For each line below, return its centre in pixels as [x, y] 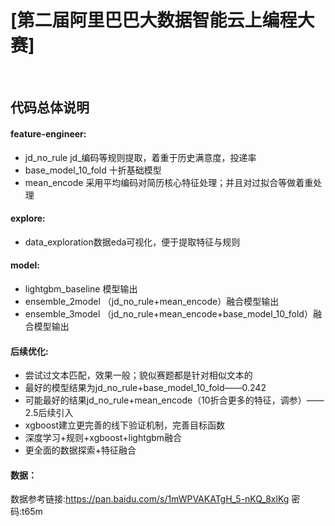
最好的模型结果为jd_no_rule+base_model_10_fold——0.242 [145, 388]
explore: [28, 218]
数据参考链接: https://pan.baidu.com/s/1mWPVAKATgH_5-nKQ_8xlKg [150, 499]
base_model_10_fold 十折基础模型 [93, 170]
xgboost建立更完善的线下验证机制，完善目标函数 [125, 425]
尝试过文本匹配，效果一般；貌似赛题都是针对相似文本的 [138, 375]
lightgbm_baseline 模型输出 [81, 288]
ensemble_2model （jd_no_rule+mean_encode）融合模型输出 [152, 301]
